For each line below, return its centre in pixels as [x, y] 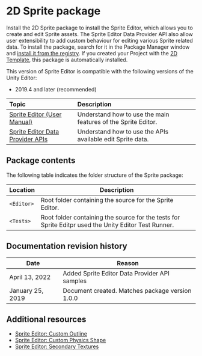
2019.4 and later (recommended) [56, 89]
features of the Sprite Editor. [117, 121]
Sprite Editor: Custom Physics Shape [60, 340]
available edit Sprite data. [113, 139]
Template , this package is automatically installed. [67, 60]
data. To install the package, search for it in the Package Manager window [98, 47]
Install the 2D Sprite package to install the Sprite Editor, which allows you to [100, 28]
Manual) [21, 121]
